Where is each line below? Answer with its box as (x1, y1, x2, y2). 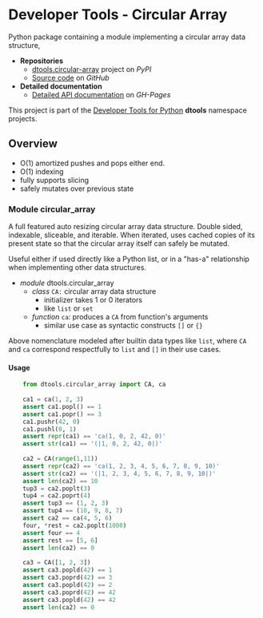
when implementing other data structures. (8, 263, 146, 272)
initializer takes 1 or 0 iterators (43, 295, 142, 305)
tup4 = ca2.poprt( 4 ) (22, 492, 91, 500)
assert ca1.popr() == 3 (22, 410, 102, 418)
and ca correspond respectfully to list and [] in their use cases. (8, 345, 221, 355)
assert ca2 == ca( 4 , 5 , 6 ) (22, 514, 113, 522)
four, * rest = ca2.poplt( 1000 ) (22, 521, 127, 529)
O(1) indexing (19, 166, 64, 176)
